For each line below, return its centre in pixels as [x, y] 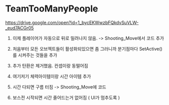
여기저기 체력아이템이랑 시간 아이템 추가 [52, 76]
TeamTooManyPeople [52, 9]
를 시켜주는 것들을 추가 [35, 55]
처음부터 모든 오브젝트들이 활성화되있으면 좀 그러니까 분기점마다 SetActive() [88, 48]
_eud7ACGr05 [20, 27]
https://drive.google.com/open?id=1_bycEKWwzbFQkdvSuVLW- [72, 22]
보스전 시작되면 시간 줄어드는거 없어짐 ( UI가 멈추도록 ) [66, 97]
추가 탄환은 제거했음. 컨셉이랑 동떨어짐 [50, 65]
